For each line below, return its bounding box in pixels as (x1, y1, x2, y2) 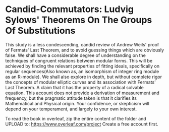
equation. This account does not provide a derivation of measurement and (5, 90, 160, 96)
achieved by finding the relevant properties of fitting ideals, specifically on (5, 63, 160, 69)
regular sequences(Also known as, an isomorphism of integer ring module (5, 68, 159, 74)
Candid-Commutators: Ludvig (5, 4, 134, 15)
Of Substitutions (5, 25, 76, 36)
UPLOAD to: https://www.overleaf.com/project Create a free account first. (5, 121, 159, 127)
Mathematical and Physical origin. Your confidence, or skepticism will (5, 100, 150, 106)
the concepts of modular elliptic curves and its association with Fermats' (5, 79, 156, 85)
